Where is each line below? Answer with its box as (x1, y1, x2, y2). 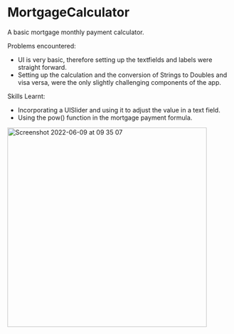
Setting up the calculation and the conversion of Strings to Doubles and (17, 71, 228, 79)
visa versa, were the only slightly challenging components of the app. (17, 78, 222, 86)
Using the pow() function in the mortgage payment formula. (17, 113, 193, 122)
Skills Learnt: (7, 92, 46, 100)
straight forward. (17, 63, 68, 71)
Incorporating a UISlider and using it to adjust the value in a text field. (17, 105, 220, 114)
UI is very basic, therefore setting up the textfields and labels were (17, 55, 213, 64)
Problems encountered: (7, 41, 76, 50)
